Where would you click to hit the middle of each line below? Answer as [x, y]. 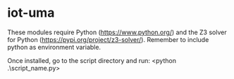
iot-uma [31, 13]
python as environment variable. [54, 47]
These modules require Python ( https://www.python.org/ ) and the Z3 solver [117, 32]
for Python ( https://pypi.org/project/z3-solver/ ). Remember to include [108, 39]
